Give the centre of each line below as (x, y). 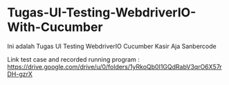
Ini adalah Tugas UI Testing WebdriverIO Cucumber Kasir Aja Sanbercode (112, 46)
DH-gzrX (20, 74)
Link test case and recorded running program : (73, 59)
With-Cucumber (55, 27)
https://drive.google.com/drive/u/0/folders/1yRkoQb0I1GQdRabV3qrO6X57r (115, 66)
